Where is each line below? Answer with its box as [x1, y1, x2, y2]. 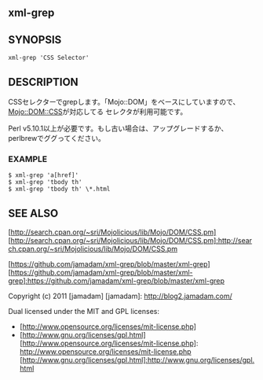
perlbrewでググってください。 [8, 134, 106, 143]
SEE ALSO [8, 206, 59, 220]
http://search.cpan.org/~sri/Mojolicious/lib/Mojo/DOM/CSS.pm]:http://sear [10, 236, 253, 245]
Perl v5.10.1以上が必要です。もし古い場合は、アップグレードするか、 [8, 124, 228, 133]
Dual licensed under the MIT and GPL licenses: [8, 307, 159, 316]
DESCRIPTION [8, 75, 79, 89]
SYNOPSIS [8, 33, 62, 46]
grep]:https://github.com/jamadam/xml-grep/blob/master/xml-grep [8, 276, 225, 286]
